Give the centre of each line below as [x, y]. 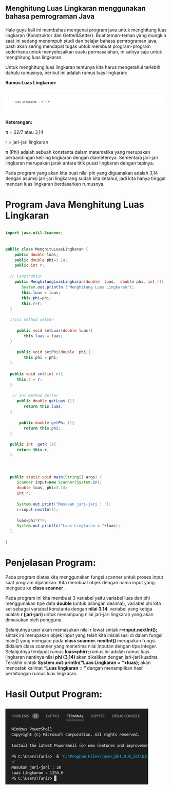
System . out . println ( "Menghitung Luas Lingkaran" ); [78, 287]
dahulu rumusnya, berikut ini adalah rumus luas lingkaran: [66, 73]
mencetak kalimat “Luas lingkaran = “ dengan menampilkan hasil [74, 668]
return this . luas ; [43, 407]
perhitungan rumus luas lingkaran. [42, 673]
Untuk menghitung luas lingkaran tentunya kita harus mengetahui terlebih [83, 67]
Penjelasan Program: [51, 563]
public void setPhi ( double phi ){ [54, 352]
